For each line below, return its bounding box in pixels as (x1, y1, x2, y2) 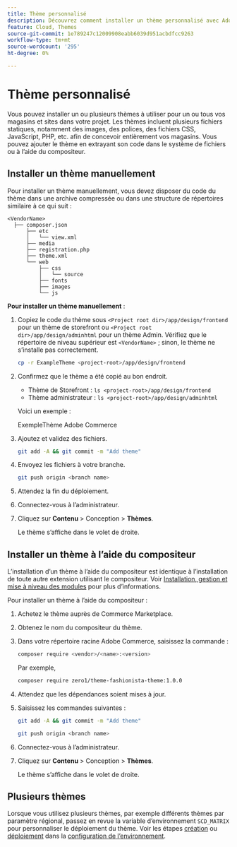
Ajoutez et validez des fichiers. (17, 434, 108, 442)
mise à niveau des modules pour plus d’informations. (7, 582, 161, 591)
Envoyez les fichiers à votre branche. (17, 461, 126, 469)
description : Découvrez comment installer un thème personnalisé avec (7, 17, 219, 24)
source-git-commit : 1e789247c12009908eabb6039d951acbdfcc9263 (7, 30, 194, 37)
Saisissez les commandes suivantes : (17, 704, 126, 712)
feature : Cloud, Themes (7, 23, 78, 30)
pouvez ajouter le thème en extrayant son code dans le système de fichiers (7, 139, 226, 148)
